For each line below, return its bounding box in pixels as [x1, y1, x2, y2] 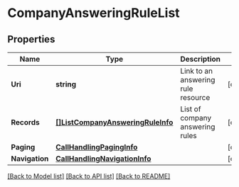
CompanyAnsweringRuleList [7, 5, 180, 21]
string [55, 79, 77, 89]
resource [180, 93, 211, 102]
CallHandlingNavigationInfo [55, 154, 152, 164]
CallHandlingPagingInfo [55, 142, 138, 152]
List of [180, 104, 201, 114]
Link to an [180, 66, 213, 76]
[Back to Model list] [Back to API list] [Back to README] [7, 172, 171, 180]
